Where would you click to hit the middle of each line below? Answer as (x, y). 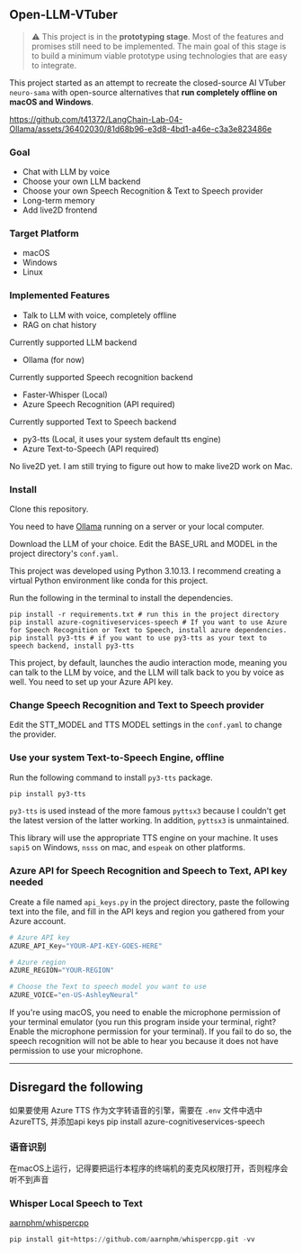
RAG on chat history (59, 324)
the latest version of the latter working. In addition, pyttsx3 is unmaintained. (149, 821)
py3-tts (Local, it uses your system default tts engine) (122, 439)
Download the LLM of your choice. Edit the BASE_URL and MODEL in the (143, 544)
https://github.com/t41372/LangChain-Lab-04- (96, 119)
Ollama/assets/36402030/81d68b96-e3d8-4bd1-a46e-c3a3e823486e (141, 129)
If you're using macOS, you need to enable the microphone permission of (145, 1012)
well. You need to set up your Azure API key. (91, 682)
